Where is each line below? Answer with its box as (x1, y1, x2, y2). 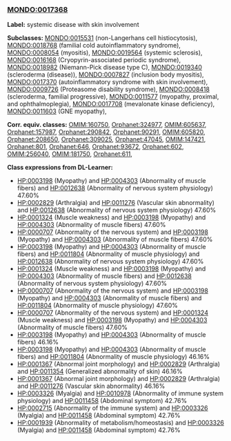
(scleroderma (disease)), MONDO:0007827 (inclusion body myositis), (7, 70, 205, 79)
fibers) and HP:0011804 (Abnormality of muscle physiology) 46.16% (17, 353, 210, 361)
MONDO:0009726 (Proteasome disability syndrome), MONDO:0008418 (7, 85, 210, 94)
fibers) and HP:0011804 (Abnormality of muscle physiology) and (17, 250, 200, 258)
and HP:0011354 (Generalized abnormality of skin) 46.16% (17, 367, 183, 375)
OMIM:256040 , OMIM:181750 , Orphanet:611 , (7, 150, 133, 158)
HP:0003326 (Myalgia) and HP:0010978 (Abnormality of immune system (17, 389, 224, 398)
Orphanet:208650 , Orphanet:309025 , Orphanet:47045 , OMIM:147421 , (7, 135, 206, 144)
